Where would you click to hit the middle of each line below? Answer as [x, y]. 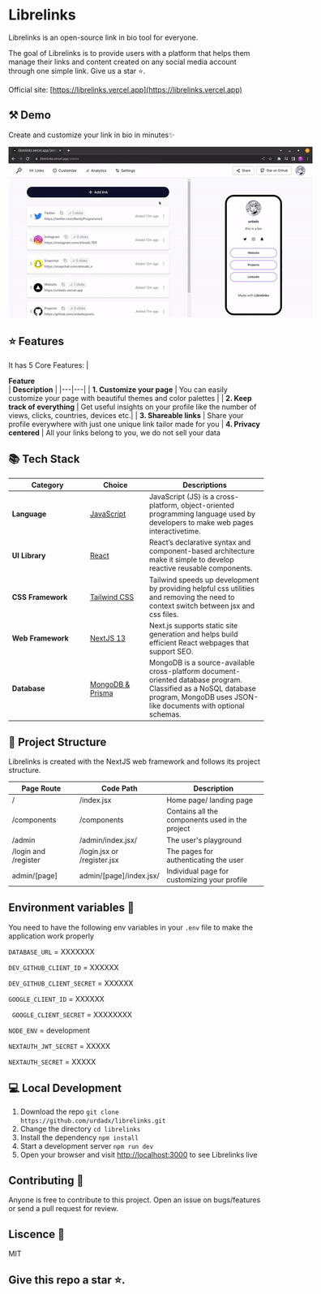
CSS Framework [40, 597]
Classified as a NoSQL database [203, 688]
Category [47, 485]
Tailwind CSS [112, 597]
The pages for [190, 851]
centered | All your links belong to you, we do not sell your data [115, 433]
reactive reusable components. [201, 568]
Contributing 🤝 [46, 1180]
